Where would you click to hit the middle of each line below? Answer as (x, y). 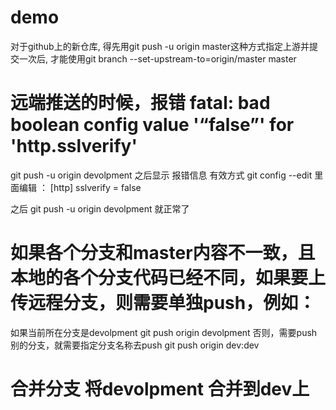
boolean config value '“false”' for (152, 125)
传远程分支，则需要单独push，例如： (163, 303)
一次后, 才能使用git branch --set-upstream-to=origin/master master (157, 58)
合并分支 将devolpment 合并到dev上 (160, 389)
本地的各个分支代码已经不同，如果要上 (168, 278)
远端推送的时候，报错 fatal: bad (140, 103)
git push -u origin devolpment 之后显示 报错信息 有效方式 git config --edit (161, 175)
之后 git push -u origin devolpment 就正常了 (100, 208)
